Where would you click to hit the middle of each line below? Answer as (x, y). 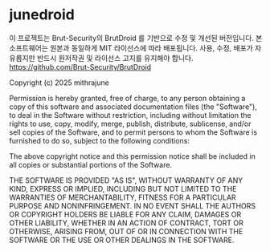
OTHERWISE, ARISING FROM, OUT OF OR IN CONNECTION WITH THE (126, 231)
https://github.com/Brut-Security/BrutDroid (80, 67)
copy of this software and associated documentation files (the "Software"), (133, 107)
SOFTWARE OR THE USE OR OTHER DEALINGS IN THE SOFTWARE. (122, 240)
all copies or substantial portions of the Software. (90, 164)
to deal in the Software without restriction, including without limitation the (130, 115)
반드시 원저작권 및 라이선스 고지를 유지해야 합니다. (115, 58)
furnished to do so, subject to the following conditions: (99, 140)
